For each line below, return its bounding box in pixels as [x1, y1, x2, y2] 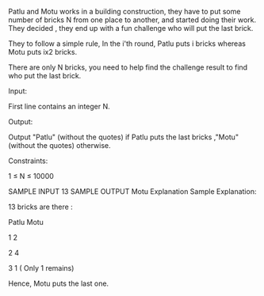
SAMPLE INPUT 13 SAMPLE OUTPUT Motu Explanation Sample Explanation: [8, 187, 257, 196]
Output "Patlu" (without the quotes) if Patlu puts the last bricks [8, 132, 212, 142]
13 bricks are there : [8, 202, 73, 211]
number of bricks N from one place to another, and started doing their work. [8, 15, 257, 25]
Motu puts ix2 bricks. [8, 47, 78, 56]
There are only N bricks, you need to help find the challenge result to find [8, 63, 248, 72]
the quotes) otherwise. [36, 141, 111, 150]
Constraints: [8, 156, 48, 165]
